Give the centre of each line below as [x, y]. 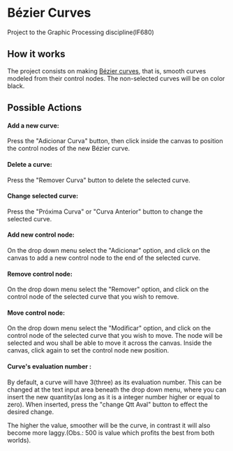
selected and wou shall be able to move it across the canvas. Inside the [110, 343]
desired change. [31, 412]
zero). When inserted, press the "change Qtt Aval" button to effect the [107, 404]
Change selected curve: [43, 196]
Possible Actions [45, 108]
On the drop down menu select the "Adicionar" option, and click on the [109, 250]
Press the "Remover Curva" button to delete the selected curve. [99, 180]
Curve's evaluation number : [50, 366]
